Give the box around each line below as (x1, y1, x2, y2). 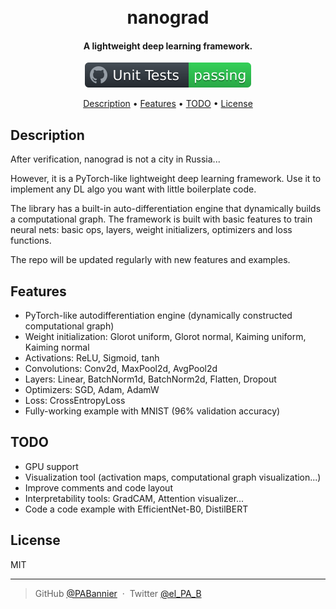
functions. (10, 235, 52, 247)
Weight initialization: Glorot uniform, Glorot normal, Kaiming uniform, (24, 331, 307, 343)
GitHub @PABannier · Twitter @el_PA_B (34, 587, 202, 599)
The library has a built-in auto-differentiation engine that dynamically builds (10, 203, 322, 215)
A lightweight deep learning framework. (83, 40, 253, 52)
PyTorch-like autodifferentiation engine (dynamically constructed (24, 310, 293, 322)
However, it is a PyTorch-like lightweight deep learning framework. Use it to (10, 173, 322, 185)
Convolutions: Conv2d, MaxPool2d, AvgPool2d (24, 363, 218, 375)
